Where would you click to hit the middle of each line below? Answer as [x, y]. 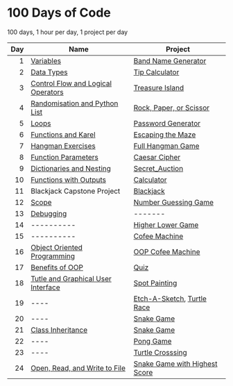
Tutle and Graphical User [71, 278]
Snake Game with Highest [175, 364]
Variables [46, 60]
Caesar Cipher [157, 157]
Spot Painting [155, 283]
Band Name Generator [170, 60]
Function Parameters [65, 157]
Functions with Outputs [68, 180]
